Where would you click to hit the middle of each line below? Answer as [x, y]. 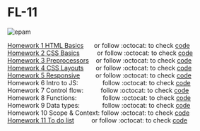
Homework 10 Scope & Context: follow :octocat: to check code [99, 113]
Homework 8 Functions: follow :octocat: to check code [99, 98]
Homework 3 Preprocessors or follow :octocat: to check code [100, 60]
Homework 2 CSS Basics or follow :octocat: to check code [100, 53]
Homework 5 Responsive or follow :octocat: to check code [100, 75]
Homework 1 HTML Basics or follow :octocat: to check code [99, 45]
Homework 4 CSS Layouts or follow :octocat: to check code [100, 68]
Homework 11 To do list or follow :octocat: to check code [98, 120]
